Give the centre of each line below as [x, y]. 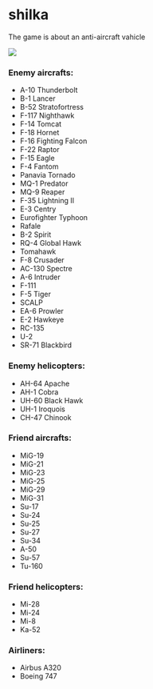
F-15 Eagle [37, 158]
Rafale [30, 226]
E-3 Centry [38, 209]
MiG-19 [32, 455]
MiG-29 [32, 489]
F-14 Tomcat [41, 124]
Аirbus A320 [41, 668]
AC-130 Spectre [46, 269]
